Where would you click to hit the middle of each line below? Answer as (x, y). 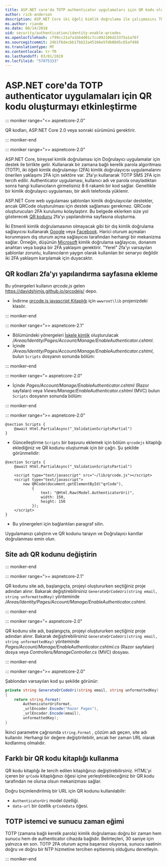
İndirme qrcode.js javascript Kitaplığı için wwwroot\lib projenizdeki (80, 301)
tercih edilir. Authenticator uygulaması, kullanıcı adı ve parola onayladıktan (81, 181)
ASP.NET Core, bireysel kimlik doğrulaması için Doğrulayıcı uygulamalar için (83, 159)
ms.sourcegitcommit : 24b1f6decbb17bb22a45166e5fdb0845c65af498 (72, 42)
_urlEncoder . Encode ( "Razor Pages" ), (61, 709)
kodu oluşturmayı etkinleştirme (71, 107)
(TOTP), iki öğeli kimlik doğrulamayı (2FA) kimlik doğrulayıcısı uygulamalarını (83, 170)
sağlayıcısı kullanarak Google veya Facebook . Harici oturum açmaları (76, 232)
